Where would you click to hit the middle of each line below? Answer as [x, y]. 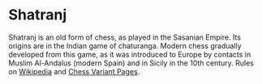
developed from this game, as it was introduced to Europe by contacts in [130, 54]
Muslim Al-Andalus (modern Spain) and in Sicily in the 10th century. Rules [131, 63]
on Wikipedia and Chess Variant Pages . [74, 71]
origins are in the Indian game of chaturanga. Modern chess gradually [125, 45]
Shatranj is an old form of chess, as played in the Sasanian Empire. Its [125, 37]
